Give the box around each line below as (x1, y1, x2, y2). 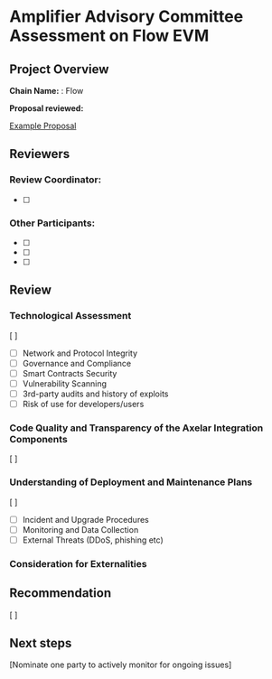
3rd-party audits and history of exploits (22, 388, 169, 399)
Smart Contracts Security (22, 367, 117, 378)
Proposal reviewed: (9, 103, 84, 114)
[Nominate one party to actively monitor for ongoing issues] (9, 659, 232, 670)
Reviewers (9, 146, 70, 162)
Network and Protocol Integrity (22, 348, 138, 358)
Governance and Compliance (22, 358, 132, 368)
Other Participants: (9, 217, 96, 229)
